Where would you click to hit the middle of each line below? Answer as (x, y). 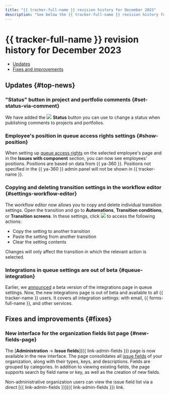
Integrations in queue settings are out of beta (62, 270)
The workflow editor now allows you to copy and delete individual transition (83, 205)
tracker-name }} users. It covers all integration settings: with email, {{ (77, 298)
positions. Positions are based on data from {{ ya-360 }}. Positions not (78, 164)
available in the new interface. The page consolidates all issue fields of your (84, 356)
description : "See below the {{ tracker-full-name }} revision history (82, 15)
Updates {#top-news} (40, 85)
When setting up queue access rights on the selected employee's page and (83, 153)
